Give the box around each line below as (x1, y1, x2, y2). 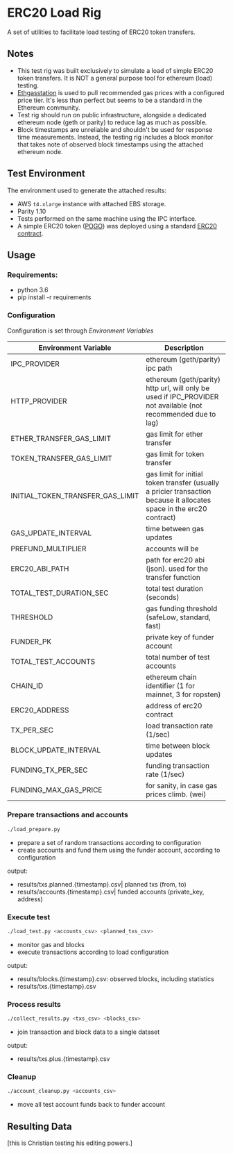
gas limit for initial (145, 469, 203, 478)
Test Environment (7, 168, 85, 180)
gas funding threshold (145, 603, 218, 613)
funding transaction (145, 760, 210, 770)
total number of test (145, 652, 210, 662)
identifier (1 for (145, 680, 196, 690)
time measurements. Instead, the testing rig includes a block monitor (17, 133, 214, 141)
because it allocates (145, 495, 212, 505)
